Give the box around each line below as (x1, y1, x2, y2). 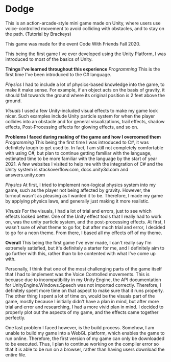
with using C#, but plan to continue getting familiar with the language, (5, 150, 152, 156)
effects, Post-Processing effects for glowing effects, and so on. (5, 124, 139, 130)
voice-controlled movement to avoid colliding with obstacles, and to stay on (5, 25, 165, 31)
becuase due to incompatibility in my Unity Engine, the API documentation (5, 277, 161, 283)
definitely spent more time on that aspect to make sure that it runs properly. (5, 287, 164, 293)
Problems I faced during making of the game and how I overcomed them (5, 133, 161, 140)
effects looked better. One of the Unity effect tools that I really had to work (5, 213, 162, 219)
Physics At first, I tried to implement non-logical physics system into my (5, 182, 156, 188)
